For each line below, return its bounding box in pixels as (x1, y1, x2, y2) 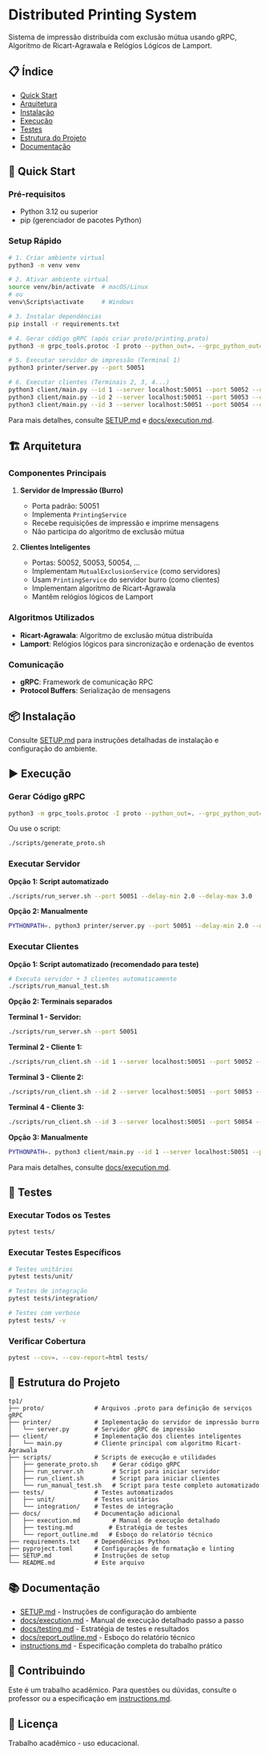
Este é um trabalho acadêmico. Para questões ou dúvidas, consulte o (8, 1685, 237, 1695)
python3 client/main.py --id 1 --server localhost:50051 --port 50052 (8, 386, 249, 394)
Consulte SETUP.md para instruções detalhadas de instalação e (8, 735, 219, 745)
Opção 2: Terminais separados (8, 997, 113, 1006)
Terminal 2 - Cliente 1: (8, 1042, 82, 1052)
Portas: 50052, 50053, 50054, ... (31, 558, 140, 567)
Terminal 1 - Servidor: (8, 1013, 82, 1022)
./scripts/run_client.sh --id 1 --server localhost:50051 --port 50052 (8, 1058, 252, 1066)
